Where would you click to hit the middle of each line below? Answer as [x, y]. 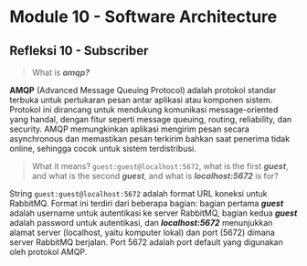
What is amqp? [61, 72]
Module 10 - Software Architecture [143, 17]
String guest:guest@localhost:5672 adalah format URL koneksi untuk [138, 193]
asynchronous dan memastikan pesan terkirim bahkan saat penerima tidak [150, 138]
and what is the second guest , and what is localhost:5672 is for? [155, 176]
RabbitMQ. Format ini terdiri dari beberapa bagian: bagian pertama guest [147, 203]
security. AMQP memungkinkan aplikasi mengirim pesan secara [129, 129]
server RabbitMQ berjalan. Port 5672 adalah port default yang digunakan [146, 242]
